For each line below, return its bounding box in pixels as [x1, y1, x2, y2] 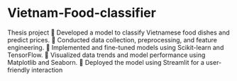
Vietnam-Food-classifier [7, 5, 156, 21]
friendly [7, 66, 31, 74]
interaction [31, 66, 63, 74]
